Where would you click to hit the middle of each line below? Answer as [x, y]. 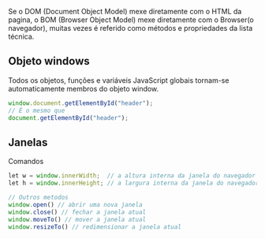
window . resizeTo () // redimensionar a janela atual [95, 227]
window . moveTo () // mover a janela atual [77, 219]
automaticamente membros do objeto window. [84, 88]
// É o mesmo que [37, 110]
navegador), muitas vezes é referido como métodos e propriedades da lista [131, 28]
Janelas [28, 142]
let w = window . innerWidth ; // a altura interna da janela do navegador [132, 176]
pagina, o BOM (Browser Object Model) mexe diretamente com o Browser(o [131, 20]
